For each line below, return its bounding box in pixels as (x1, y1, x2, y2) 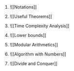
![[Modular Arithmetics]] (9, 42, 58, 48)
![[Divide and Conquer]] (9, 61, 57, 66)
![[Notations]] (9, 4, 37, 10)
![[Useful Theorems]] (9, 14, 52, 19)
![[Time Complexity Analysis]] (9, 23, 70, 29)
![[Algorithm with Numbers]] (9, 51, 67, 57)
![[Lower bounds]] (9, 33, 46, 38)
